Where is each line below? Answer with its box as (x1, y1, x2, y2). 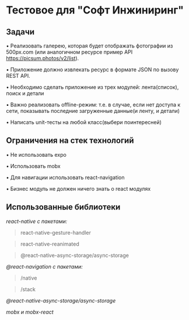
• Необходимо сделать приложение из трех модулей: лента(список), (6, 84, 179, 91)
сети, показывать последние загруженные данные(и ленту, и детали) (6, 108, 180, 114)
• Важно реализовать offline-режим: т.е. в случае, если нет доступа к (6, 101, 181, 108)
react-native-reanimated (20, 240, 80, 247)
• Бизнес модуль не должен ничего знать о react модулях (6, 185, 151, 192)
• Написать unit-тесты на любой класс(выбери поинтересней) (6, 119, 162, 126)
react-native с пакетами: (6, 218, 68, 225)
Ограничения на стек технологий (6, 136, 134, 146)
